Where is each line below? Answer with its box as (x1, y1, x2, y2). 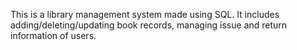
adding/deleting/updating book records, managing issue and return (10, 19, 288, 31)
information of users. (10, 30, 97, 41)
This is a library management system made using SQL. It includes (10, 9, 280, 20)
